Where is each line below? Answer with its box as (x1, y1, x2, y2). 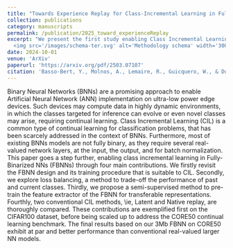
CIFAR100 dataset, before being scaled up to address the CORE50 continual (7, 212, 224, 220)
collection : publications (7, 17, 82, 24)
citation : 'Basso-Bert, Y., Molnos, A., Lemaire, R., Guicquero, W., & (7, 68, 218, 75)
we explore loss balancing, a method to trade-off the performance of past (7, 175, 218, 184)
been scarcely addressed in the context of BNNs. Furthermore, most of (7, 131, 210, 139)
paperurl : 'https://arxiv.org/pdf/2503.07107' (7, 62, 144, 69)
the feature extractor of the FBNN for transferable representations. (21, 190, 212, 198)
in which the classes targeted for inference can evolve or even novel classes (7, 109, 226, 118)
